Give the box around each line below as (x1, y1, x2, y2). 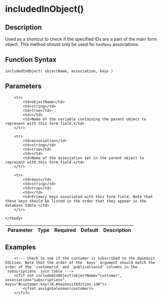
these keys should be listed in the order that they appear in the (5, 199, 147, 203)
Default (80, 227, 98, 233)
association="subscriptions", (5, 277, 67, 283)
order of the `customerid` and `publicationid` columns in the (5, 265, 138, 269)
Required (54, 227, 76, 233)
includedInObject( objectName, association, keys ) (5, 68, 113, 73)
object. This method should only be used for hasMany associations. (5, 41, 139, 47)
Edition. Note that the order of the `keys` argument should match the (5, 260, 155, 266)
